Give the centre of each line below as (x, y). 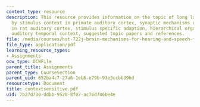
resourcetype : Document (36, 84)
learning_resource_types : (38, 51)
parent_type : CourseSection (41, 73)
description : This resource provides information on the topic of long (97, 17)
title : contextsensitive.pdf (42, 89)
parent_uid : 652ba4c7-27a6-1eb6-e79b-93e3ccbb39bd (70, 78)
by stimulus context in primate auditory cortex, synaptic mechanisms (101, 23)
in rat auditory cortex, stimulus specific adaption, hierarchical (97, 28)
